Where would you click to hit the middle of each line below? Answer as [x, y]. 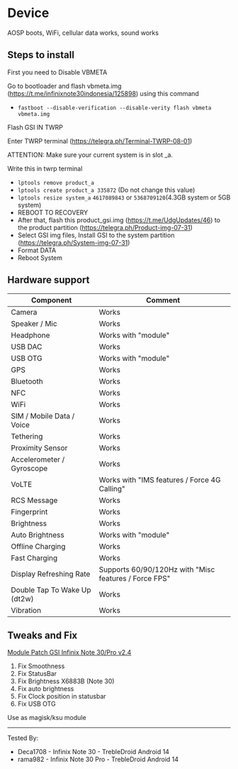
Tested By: [23, 738]
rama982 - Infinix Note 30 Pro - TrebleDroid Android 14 [98, 759]
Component [51, 300]
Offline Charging [38, 546]
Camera [24, 312]
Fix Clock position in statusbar [62, 697]
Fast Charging [34, 557]
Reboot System [40, 258]
